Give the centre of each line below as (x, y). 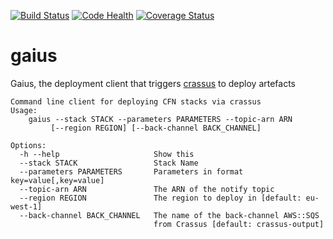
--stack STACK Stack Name (109, 163)
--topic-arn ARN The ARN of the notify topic (147, 189)
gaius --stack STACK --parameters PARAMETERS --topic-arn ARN (160, 119)
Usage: (24, 110)
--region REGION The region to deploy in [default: (160, 198)
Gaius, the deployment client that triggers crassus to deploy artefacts (153, 83)
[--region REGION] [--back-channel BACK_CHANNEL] (156, 128)
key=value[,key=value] (57, 180)
